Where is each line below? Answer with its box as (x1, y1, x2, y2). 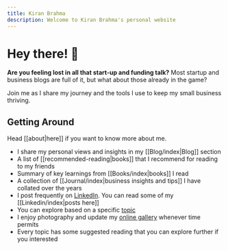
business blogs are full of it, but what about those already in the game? (7, 76, 207, 84)
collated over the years (16, 184, 82, 192)
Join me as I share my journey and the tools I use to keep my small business (7, 89, 222, 97)
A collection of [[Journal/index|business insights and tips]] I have (16, 177, 201, 185)
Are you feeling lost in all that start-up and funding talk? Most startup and (7, 68, 219, 77)
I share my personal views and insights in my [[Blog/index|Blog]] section (16, 148, 221, 156)
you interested (16, 235, 58, 243)
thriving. (7, 97, 31, 105)
